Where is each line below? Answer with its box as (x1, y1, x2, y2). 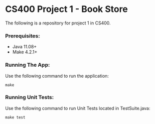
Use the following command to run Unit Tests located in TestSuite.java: (5, 105, 151, 111)
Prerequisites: (5, 32, 40, 39)
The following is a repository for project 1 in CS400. (5, 20, 111, 26)
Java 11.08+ (12, 44, 37, 50)
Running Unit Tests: (5, 94, 54, 101)
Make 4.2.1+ (12, 49, 37, 55)
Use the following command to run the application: (5, 73, 109, 79)
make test (5, 115, 26, 120)
